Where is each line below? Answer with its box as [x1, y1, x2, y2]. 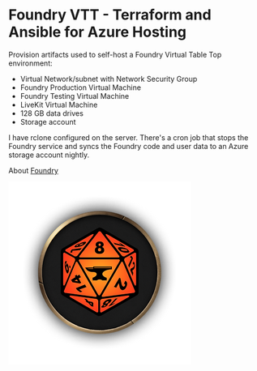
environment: [8, 58, 53, 68]
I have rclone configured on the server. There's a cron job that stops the [8, 132, 249, 143]
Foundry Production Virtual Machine [19, 83, 142, 92]
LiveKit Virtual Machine [19, 100, 98, 109]
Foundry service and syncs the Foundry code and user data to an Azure [8, 141, 249, 151]
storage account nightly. [8, 150, 90, 160]
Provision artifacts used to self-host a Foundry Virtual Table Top [8, 49, 222, 59]
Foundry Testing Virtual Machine [19, 91, 130, 100]
